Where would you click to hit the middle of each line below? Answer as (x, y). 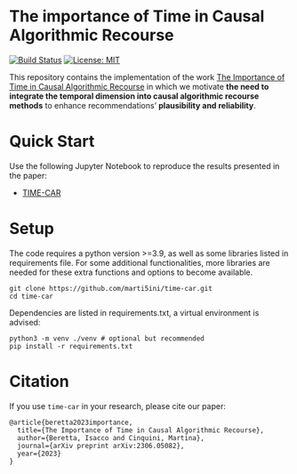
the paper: (28, 175)
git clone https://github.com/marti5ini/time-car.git (111, 288)
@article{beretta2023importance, (71, 422)
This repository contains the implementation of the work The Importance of (147, 76)
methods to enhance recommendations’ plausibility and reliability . (132, 105)
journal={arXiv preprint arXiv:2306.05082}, (101, 446)
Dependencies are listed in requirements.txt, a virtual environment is (134, 312)
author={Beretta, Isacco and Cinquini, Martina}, (111, 438)
